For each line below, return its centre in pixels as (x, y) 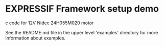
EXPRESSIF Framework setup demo (82, 9)
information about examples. (35, 38)
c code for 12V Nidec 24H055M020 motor (50, 23)
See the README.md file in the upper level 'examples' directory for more (82, 32)
